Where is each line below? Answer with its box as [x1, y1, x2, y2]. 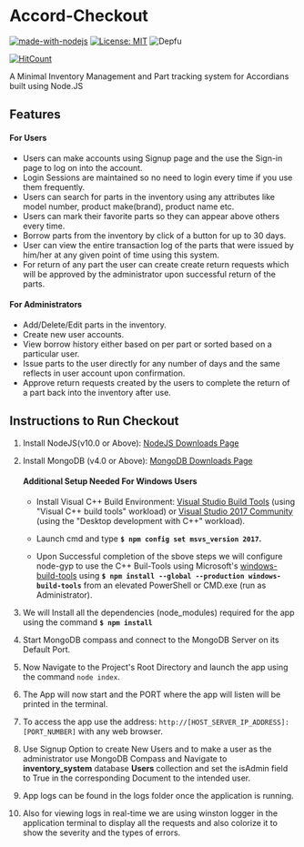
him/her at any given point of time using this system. [22, 249, 220, 260]
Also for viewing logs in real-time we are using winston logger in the [22, 807, 279, 819]
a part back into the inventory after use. [22, 387, 171, 398]
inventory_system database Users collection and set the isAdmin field [22, 762, 289, 773]
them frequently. [22, 181, 86, 192]
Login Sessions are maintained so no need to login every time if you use [22, 172, 293, 183]
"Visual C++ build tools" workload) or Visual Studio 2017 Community [35, 506, 293, 517]
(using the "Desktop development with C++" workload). [35, 515, 246, 526]
